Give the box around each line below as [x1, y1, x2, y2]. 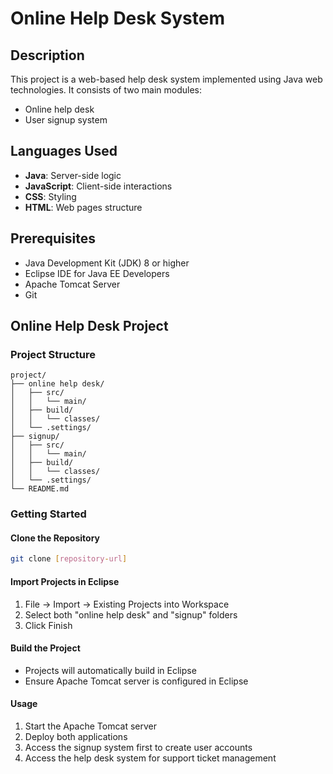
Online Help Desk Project [10, 318, 169, 335]
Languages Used [10, 143, 118, 160]
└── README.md [10, 484, 70, 494]
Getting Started [10, 507, 87, 521]
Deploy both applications [24, 730, 128, 742]
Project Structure [10, 347, 96, 361]
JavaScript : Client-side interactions [24, 180, 173, 192]
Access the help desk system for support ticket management [24, 752, 277, 764]
